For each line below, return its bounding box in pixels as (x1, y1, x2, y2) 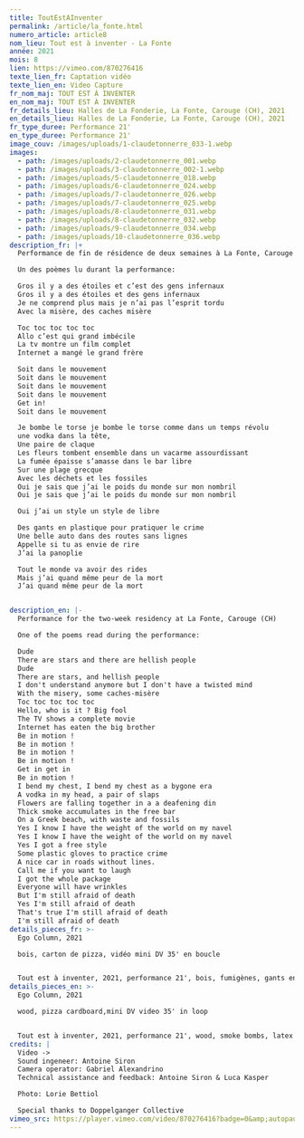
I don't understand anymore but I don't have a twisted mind (17, 681, 253, 690)
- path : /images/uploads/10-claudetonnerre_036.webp (17, 232, 221, 241)
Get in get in (17, 765, 71, 774)
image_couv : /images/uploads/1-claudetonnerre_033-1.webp (9, 139, 233, 148)
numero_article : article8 (9, 30, 107, 39)
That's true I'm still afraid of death (17, 908, 168, 917)
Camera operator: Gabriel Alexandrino (17, 1065, 165, 1074)
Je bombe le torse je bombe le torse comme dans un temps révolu (17, 423, 270, 433)
